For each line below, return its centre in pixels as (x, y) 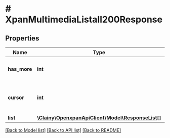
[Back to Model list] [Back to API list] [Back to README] (63, 130)
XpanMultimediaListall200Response (84, 19)
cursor (16, 98)
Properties (22, 38)
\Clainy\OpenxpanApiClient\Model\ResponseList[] (99, 118)
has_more (20, 69)
